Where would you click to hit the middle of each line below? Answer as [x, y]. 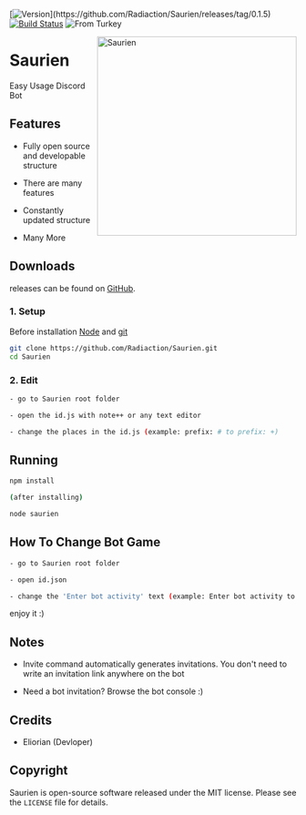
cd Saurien [30, 357]
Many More [44, 238]
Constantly [43, 210]
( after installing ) [46, 498]
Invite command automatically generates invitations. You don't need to [155, 664]
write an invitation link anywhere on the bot [103, 674]
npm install [32, 481]
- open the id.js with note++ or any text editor [106, 415]
